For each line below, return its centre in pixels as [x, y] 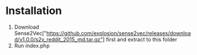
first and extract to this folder [142, 39]
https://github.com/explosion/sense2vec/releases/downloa [119, 33]
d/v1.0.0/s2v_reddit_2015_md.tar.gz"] [59, 39]
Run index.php [32, 46]
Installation [34, 11]
